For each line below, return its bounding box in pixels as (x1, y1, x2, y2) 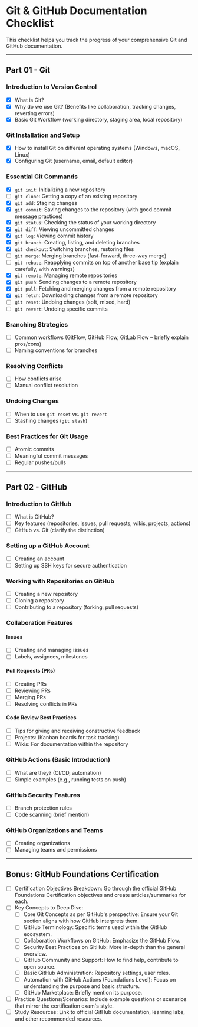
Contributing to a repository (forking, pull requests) (14, 604, 139, 611)
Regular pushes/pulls (14, 459, 67, 466)
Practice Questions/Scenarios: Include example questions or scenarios (14, 995, 187, 1002)
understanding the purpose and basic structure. (23, 982, 140, 990)
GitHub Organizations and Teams (6, 826, 103, 834)
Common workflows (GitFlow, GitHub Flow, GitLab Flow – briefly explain (14, 334, 189, 341)
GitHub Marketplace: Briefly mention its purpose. (23, 989, 143, 996)
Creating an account (14, 555, 65, 562)
